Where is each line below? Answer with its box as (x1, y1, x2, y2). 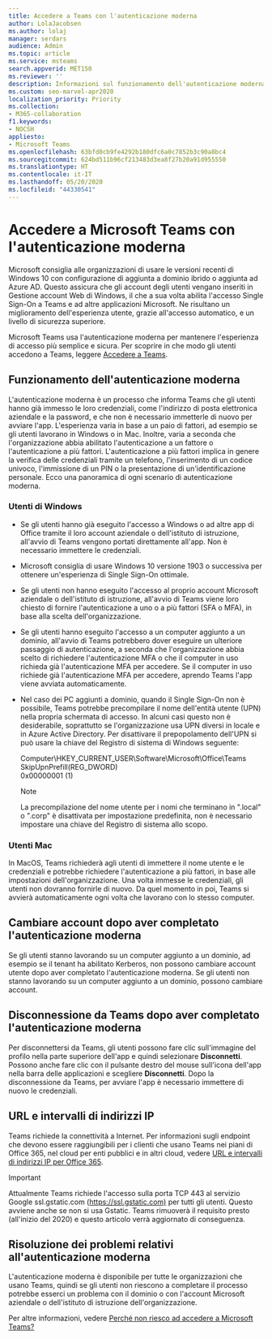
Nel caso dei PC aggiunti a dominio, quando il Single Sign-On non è (19, 694, 245, 704)
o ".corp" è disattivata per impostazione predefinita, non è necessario (19, 810, 253, 820)
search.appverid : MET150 (8, 65, 92, 73)
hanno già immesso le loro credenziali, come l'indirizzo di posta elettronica (8, 403, 257, 412)
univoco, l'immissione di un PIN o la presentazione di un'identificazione (8, 464, 246, 473)
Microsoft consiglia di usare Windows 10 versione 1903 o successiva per (19, 561, 263, 571)
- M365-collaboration (8, 110, 82, 119)
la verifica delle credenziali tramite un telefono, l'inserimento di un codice (8, 455, 253, 464)
